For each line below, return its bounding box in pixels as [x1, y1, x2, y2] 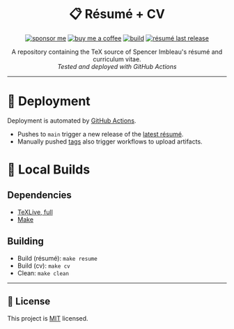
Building [7, 236, 44, 247]
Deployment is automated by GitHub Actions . [7, 116, 136, 125]
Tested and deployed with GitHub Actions [57, 62, 177, 70]
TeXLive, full [17, 208, 54, 216]
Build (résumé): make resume [17, 254, 97, 262]
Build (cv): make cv [17, 261, 71, 270]
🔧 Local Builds [7, 162, 91, 178]
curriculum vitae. [93, 54, 141, 63]
